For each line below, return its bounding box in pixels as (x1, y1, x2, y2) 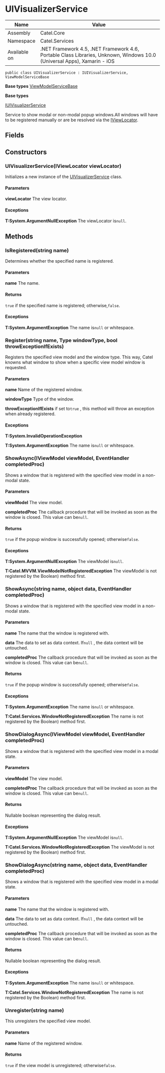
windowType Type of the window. (5, 396, 75, 402)
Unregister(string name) (5, 1007, 64, 1014)
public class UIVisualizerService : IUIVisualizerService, (5, 70, 129, 75)
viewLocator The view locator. (5, 196, 67, 202)
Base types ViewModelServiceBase (5, 83, 78, 89)
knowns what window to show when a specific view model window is (5, 359, 145, 365)
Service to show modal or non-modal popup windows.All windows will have (5, 111, 158, 117)
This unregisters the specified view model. (5, 1018, 91, 1024)
